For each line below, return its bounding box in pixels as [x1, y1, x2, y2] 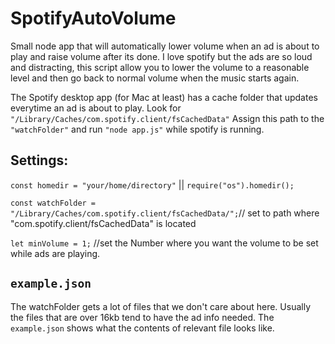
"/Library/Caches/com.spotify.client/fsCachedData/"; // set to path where [10, 207, 320, 219]
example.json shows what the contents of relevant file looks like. [10, 322, 275, 334]
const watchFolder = [10, 198, 97, 208]
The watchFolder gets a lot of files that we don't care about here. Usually [10, 300, 312, 312]
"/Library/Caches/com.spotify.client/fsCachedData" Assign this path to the [10, 112, 325, 124]
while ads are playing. [10, 247, 101, 259]
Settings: [10, 152, 69, 169]
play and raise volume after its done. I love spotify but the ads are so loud [10, 50, 313, 62]
